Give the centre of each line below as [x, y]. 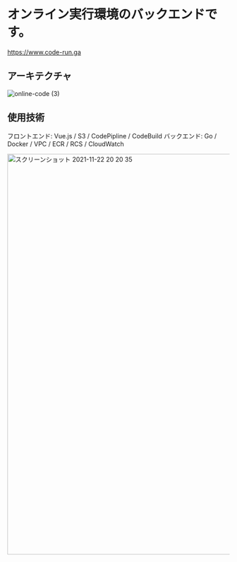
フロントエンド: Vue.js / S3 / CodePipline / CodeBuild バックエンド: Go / [112, 136]
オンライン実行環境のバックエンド [107, 14]
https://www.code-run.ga [44, 52]
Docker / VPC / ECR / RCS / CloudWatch [66, 144]
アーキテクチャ [39, 76]
